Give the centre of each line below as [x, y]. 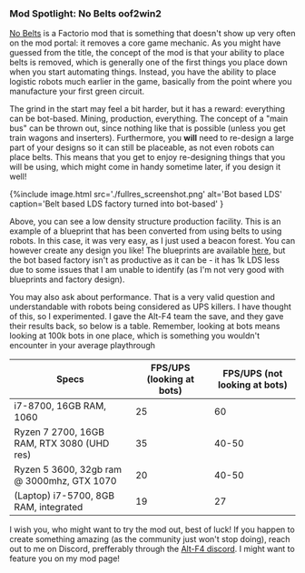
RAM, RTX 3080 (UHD [62, 444]
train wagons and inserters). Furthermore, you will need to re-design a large [152, 138]
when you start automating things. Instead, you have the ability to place [143, 72]
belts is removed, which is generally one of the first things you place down [148, 63]
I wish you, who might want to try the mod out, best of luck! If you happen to [152, 529]
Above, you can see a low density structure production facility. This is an [145, 222]
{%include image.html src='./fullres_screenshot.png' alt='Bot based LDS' [146, 195]
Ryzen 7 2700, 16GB [59, 432]
